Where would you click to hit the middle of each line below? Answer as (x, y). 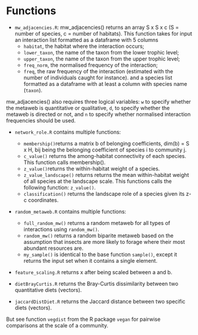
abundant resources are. (53, 248)
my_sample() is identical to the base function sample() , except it (100, 254)
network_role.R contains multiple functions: (68, 132)
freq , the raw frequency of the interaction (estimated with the (98, 71)
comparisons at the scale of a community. (57, 325)
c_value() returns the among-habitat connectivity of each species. (105, 156)
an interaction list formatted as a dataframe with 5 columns (86, 40)
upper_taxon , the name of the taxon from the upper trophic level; (102, 59)
